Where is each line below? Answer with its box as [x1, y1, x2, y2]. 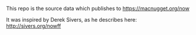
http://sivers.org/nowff [6, 23, 61, 29]
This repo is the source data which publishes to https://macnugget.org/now [6, 5, 190, 12]
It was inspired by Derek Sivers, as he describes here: [6, 16, 138, 23]
